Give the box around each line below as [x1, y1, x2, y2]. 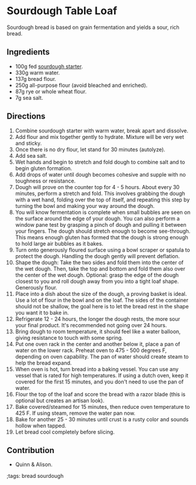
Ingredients [6, 47, 50, 57]
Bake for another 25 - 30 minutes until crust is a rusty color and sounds [15, 415, 189, 423]
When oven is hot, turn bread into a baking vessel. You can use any [15, 365, 179, 373]
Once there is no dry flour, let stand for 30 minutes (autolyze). [15, 146, 165, 153]
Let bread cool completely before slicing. [15, 428, 115, 435]
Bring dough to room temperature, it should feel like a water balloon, [15, 328, 181, 335]
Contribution [6, 445, 55, 455]
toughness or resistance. [15, 177, 76, 184]
